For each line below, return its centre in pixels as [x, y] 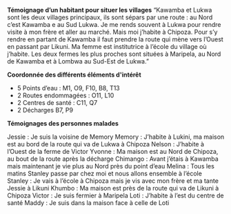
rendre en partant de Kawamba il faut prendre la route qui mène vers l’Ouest [115, 39]
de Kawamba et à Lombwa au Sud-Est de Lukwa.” [78, 61]
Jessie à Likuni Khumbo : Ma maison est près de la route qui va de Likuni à [113, 188]
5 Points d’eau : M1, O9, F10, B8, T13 [69, 88]
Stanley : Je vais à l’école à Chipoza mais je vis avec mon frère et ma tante [113, 181]
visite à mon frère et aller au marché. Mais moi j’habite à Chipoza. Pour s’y [112, 32]
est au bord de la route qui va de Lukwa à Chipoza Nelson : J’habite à [106, 144]
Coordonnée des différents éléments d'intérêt [74, 75]
